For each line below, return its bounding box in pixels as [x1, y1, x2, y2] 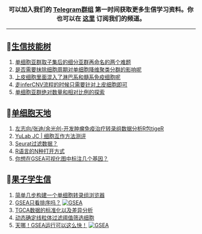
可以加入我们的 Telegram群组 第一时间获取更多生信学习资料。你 [8, 5, 194, 13]
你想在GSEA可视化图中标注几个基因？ [14, 155, 109, 162]
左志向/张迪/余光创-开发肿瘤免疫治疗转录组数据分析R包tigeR [14, 125, 164, 132]
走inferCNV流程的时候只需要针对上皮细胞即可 [14, 81, 128, 88]
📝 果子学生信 [6, 174, 51, 185]
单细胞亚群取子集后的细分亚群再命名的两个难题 [14, 58, 131, 66]
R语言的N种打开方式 [14, 147, 65, 155]
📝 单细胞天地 [6, 108, 51, 118]
